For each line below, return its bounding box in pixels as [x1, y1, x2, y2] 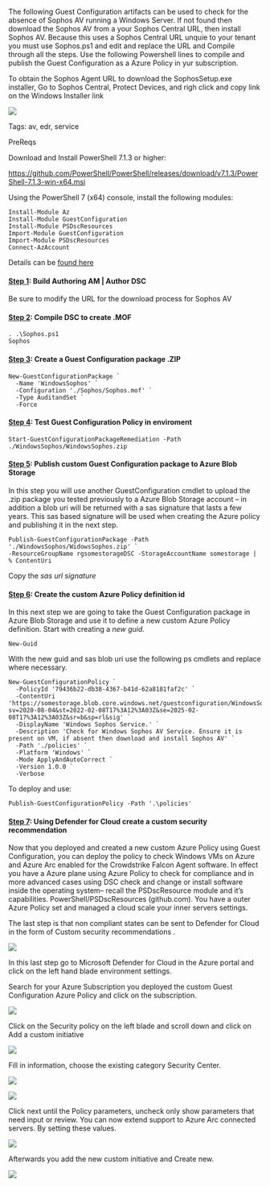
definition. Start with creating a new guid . [8, 625, 145, 634]
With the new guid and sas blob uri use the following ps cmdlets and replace [8, 654, 261, 664]
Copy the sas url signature [8, 571, 96, 581]
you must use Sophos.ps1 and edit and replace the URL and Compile [8, 41, 235, 51]
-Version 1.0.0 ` [15, 763, 74, 771]
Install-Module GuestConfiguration [8, 215, 128, 223]
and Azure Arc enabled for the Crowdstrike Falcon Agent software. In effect [8, 860, 259, 869]
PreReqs [8, 137, 37, 147]
